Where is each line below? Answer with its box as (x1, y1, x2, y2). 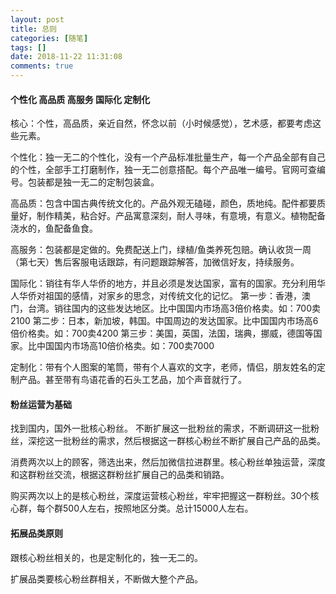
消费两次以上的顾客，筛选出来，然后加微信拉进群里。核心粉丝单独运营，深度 (10, 456, 326, 468)
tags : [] (10, 42, 47, 53)
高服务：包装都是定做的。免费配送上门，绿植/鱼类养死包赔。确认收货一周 (10, 244, 312, 256)
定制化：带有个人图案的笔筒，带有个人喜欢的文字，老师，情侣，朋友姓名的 (10, 361, 317, 373)
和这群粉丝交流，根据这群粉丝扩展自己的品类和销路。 (10, 469, 230, 481)
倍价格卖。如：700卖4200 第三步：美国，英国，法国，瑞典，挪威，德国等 (10, 327, 314, 340)
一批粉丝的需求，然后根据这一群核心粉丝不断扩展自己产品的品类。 (53, 435, 326, 447)
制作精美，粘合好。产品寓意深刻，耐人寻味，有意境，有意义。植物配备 (36, 210, 326, 222)
